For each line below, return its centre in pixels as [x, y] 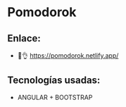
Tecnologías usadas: [54, 81]
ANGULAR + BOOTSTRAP [55, 97]
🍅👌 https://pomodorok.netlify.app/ [68, 56]
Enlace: [24, 38]
